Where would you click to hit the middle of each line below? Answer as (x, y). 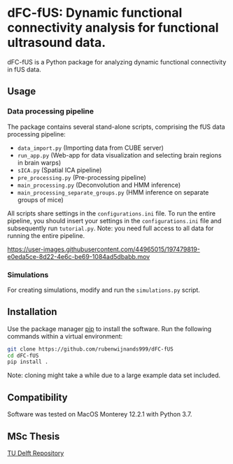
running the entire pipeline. (46, 235)
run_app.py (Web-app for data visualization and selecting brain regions (119, 155)
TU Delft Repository (36, 453)
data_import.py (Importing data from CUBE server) (91, 148)
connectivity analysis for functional (113, 28)
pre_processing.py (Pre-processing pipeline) (82, 177)
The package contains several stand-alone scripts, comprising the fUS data (116, 127)
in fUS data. (24, 69)
